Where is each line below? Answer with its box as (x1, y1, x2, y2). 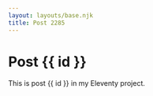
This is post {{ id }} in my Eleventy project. (8, 79, 146, 88)
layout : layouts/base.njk (8, 11, 93, 20)
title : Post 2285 (8, 19, 65, 27)
